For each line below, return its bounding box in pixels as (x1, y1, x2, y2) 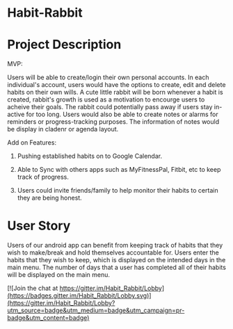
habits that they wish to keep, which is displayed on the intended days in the (7, 256, 226, 264)
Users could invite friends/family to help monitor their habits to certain (17, 186, 218, 195)
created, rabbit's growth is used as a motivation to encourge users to (7, 95, 205, 104)
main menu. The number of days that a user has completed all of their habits (7, 263, 226, 272)
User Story (7, 218, 71, 234)
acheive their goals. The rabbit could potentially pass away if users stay (7, 103, 213, 111)
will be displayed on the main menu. (7, 271, 110, 279)
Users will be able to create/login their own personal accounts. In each (7, 73, 210, 81)
